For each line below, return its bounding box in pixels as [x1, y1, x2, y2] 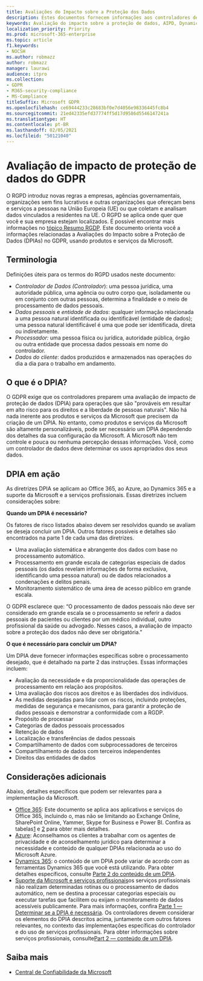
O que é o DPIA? [6, 377, 68, 388]
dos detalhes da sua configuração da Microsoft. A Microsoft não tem [6, 432, 178, 440]
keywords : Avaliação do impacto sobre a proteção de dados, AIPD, [6, 20, 177, 26]
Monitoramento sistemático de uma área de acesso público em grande [14, 584, 192, 592]
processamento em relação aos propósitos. [14, 683, 123, 691]
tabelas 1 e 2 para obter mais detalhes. [14, 825, 110, 832]
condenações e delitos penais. [14, 578, 92, 586]
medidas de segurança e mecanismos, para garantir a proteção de [14, 703, 181, 710]
